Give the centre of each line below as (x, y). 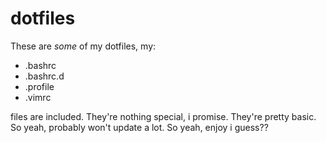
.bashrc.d (44, 76)
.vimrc (38, 97)
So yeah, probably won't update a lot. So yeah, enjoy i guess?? (139, 127)
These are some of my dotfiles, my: (83, 46)
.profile (39, 86)
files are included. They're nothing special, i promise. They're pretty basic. (163, 116)
